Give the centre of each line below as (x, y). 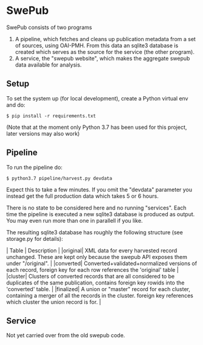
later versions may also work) (43, 133)
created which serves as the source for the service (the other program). (105, 51)
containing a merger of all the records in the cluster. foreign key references (100, 295)
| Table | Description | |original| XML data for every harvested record (92, 250)
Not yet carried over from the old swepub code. (66, 335)
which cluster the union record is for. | (54, 302)
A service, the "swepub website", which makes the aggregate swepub (102, 58)
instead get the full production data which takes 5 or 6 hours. (82, 196)
